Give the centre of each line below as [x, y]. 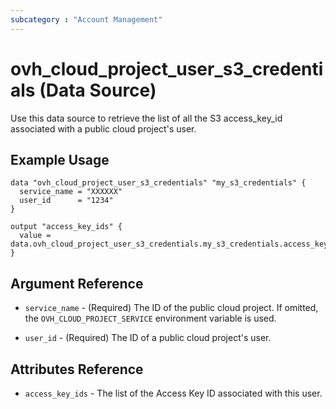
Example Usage [60, 159]
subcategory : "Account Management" [86, 19]
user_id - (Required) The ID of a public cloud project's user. [148, 338]
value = [35, 236]
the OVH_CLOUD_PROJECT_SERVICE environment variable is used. [150, 318]
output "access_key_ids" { [66, 227]
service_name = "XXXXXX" [71, 192]
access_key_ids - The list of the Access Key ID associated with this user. [173, 393]
